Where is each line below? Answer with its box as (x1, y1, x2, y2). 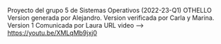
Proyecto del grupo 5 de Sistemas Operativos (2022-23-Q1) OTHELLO (7, 6, 212, 14)
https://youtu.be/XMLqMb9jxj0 (7, 28, 98, 37)
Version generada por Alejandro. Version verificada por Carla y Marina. (7, 13, 215, 22)
